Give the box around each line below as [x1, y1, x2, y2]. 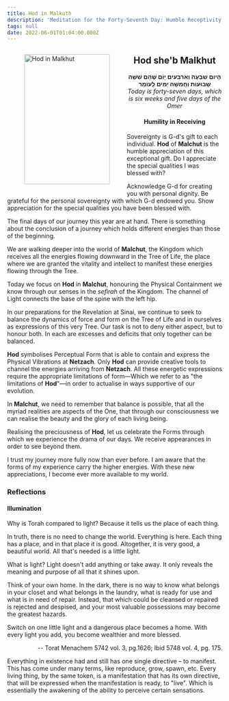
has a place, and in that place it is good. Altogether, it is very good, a [7, 540, 200, 548]
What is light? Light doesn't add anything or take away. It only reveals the [7, 561, 213, 569]
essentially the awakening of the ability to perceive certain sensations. [7, 686, 205, 695]
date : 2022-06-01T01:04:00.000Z [7, 29, 99, 36]
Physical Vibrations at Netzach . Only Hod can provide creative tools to [7, 357, 206, 366]
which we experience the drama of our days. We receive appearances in [7, 435, 212, 444]
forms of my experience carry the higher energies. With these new [7, 463, 195, 471]
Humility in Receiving [144, 117, 206, 125]
